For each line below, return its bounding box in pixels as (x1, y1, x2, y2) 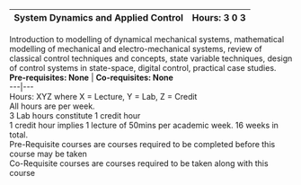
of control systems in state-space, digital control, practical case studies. (9, 63, 277, 73)
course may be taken (9, 148, 88, 159)
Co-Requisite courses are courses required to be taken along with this (9, 158, 269, 169)
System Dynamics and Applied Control (13, 12, 184, 23)
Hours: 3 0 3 (191, 12, 246, 23)
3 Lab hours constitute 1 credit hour (9, 110, 141, 120)
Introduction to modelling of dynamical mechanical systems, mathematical (9, 34, 285, 44)
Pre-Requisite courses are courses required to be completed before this (9, 139, 276, 149)
